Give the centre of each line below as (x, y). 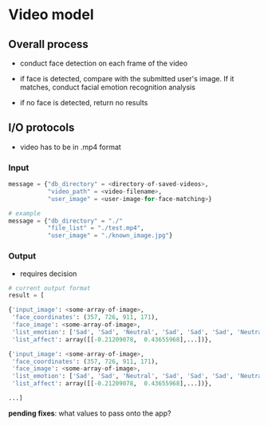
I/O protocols (41, 128)
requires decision (48, 274)
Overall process (49, 44)
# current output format (49, 288)
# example (25, 213)
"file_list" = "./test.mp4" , (96, 228)
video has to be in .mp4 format (70, 147)
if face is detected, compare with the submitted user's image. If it (127, 79)
